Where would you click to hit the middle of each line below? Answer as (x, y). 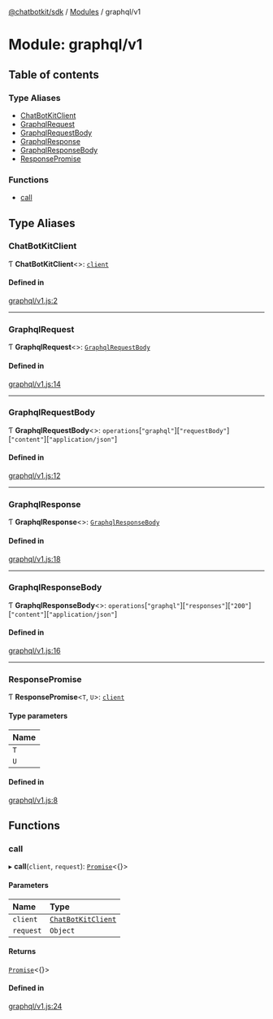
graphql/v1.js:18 (35, 559)
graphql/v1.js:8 (33, 800)
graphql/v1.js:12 (35, 476)
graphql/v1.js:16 (35, 651)
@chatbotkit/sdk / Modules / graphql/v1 (74, 12)
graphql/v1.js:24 (35, 1006)
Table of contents (54, 74)
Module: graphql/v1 (76, 45)
